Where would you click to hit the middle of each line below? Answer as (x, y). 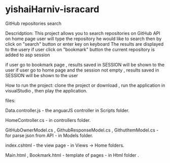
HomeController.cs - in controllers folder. (48, 120)
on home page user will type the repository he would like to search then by (83, 39)
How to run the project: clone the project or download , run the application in (85, 85)
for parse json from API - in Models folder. (49, 135)
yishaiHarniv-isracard (52, 9)
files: (10, 101)
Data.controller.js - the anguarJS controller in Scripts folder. (67, 110)
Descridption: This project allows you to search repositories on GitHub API (83, 33)
